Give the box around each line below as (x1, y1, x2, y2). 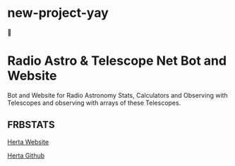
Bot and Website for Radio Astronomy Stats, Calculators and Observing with (7, 91, 228, 99)
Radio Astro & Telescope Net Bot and (7, 53, 227, 69)
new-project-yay (7, 5, 109, 21)
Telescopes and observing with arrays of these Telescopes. (7, 98, 181, 107)
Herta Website (7, 137, 49, 146)
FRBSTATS (7, 119, 55, 131)
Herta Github (7, 151, 45, 160)
